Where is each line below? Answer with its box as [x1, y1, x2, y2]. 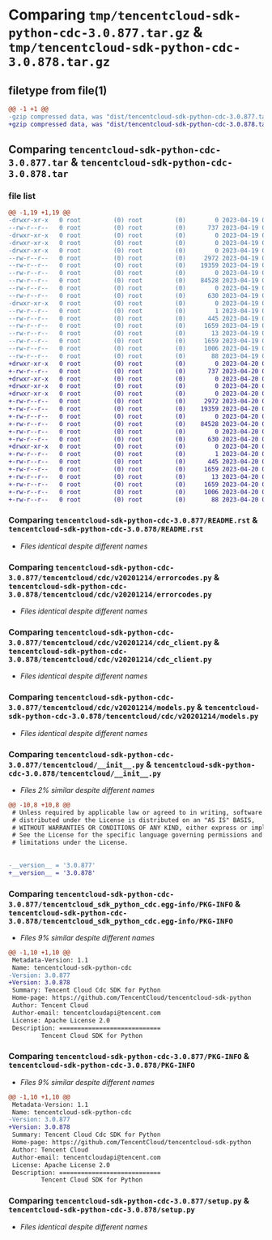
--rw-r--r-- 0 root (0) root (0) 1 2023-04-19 [8, 307, 259, 315]
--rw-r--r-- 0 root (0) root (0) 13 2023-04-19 [8, 329, 259, 338]
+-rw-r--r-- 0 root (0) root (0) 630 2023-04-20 [8, 435, 259, 443]
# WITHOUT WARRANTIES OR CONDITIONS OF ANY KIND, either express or [11, 824, 249, 832]
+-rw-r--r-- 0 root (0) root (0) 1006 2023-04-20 [8, 488, 259, 496]
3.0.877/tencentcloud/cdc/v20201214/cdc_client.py [8, 638, 212, 647]
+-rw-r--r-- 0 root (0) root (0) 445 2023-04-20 [8, 458, 259, 466]
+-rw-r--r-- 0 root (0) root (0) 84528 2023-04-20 [8, 420, 259, 428]
